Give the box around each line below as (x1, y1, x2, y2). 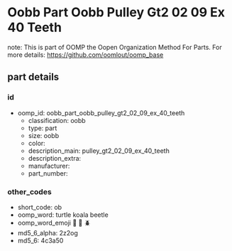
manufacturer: (28, 161, 70, 170)
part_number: (28, 169, 68, 178)
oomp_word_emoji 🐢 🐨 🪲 (17, 218, 91, 227)
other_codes (7, 186, 52, 196)
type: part (28, 124, 57, 132)
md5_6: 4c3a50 (17, 236, 64, 245)
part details (7, 71, 60, 83)
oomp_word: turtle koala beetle (17, 210, 109, 219)
